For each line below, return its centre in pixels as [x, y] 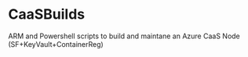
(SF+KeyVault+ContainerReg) [56, 44]
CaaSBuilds [47, 14]
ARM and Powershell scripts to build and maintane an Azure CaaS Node [124, 36]
